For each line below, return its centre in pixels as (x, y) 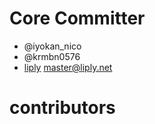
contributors (62, 108)
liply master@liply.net (68, 67)
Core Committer (77, 18)
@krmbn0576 (52, 56)
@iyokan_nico (52, 46)
